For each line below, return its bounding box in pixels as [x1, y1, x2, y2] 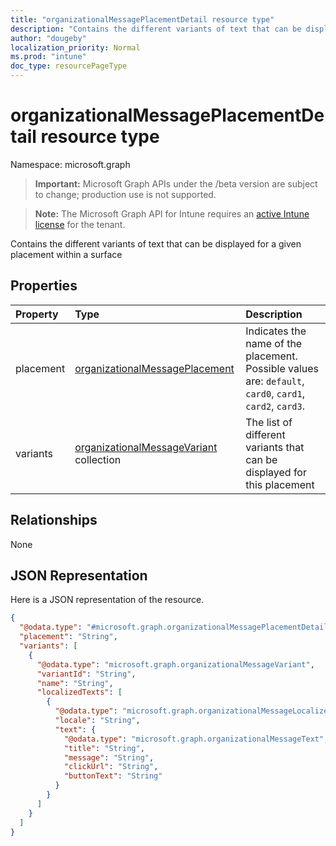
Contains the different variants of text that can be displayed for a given [10, 237, 302, 250]
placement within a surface [10, 248, 123, 260]
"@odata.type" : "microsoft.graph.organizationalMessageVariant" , [36, 659, 315, 670]
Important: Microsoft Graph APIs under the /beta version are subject [34, 177, 318, 190]
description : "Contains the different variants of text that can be [10, 24, 302, 34]
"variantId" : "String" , [36, 669, 137, 679]
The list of [245, 415, 293, 429]
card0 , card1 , [245, 386, 305, 400]
